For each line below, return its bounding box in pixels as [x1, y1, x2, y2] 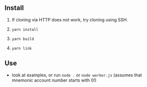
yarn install [11, 27, 39, 32]
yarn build [11, 36, 34, 41]
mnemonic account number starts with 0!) [11, 77, 97, 83]
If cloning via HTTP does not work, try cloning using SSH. [11, 17, 128, 22]
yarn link [11, 46, 32, 51]
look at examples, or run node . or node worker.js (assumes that [11, 72, 143, 78]
